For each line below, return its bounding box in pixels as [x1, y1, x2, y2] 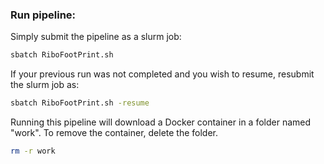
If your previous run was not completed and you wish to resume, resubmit [10, 68, 315, 80]
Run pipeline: [10, 8, 77, 22]
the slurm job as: [10, 79, 80, 91]
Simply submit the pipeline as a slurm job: [10, 31, 182, 43]
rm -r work [10, 146, 56, 157]
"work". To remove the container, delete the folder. [10, 127, 219, 139]
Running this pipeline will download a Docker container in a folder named [10, 116, 312, 128]
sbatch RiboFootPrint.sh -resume [10, 98, 150, 108]
